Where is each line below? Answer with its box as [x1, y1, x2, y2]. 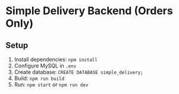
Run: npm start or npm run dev [14, 81, 89, 88]
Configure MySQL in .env [14, 62, 77, 69]
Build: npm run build [14, 75, 65, 82]
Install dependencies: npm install [14, 56, 98, 63]
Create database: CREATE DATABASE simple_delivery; [14, 69, 143, 75]
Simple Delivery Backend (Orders [5, 4, 173, 18]
